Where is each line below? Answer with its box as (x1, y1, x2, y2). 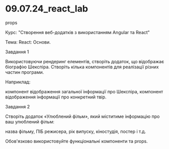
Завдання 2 (5, 103, 30, 109)
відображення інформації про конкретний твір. (5, 94, 107, 100)
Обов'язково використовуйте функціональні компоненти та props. (5, 138, 148, 144)
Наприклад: (5, 79, 31, 85)
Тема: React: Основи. (5, 39, 51, 45)
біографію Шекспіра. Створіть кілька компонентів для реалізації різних (5, 64, 159, 70)
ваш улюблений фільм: (5, 118, 54, 124)
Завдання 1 (5, 49, 29, 55)
